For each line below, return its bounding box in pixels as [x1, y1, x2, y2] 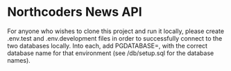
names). [7, 56, 31, 64]
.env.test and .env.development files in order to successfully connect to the [7, 34, 223, 42]
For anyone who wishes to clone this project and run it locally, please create [7, 27, 224, 35]
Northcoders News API [7, 4, 142, 20]
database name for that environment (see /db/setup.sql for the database [7, 49, 214, 57]
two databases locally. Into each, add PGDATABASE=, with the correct [7, 41, 208, 50]
